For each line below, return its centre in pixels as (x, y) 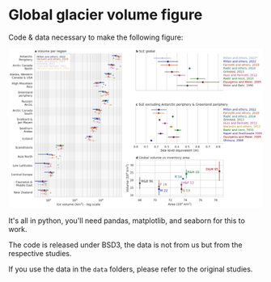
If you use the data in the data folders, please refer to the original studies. (131, 269)
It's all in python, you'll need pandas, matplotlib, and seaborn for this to (127, 221)
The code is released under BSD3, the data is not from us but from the (125, 245)
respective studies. (40, 254)
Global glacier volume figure (106, 15)
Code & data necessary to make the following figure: (96, 37)
